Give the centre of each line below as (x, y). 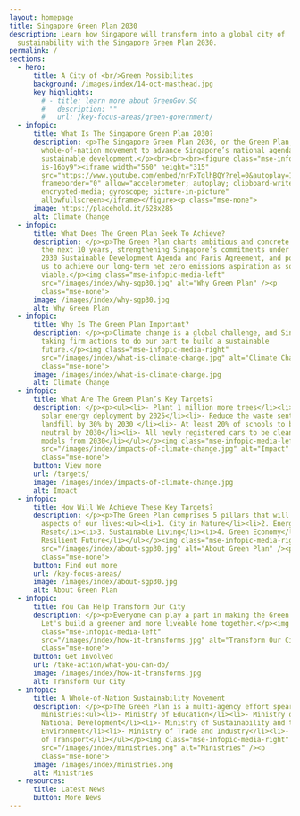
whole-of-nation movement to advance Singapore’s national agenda (167, 150)
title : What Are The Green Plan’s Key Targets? (123, 400)
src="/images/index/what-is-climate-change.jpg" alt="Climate (159, 358)
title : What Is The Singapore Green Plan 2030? (123, 134)
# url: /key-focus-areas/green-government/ (128, 117)
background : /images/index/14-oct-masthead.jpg (123, 84)
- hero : (32, 68)
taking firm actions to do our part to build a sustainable (155, 341)
